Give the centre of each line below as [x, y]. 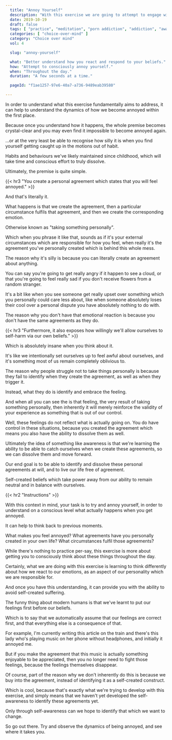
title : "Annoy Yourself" [36, 10]
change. [14, 716]
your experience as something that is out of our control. [64, 413]
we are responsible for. [29, 577]
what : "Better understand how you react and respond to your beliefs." [88, 62]
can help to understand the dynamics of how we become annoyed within [82, 110]
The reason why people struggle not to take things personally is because [82, 371]
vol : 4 [17, 44]
